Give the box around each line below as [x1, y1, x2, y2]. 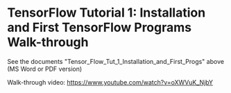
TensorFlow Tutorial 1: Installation [7, 5, 206, 21]
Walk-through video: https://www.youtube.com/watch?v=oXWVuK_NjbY [7, 78, 214, 86]
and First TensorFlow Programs [7, 19, 192, 35]
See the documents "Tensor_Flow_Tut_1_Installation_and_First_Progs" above [7, 57, 224, 65]
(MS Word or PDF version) [7, 65, 83, 73]
